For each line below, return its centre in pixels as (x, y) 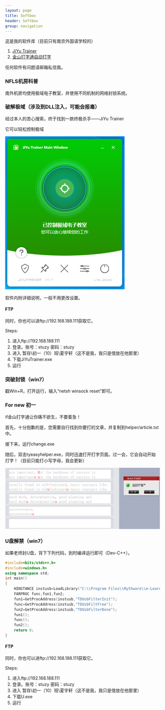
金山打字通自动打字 (32, 57)
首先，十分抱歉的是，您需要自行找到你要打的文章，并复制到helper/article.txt (82, 427)
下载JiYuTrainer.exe (32, 359)
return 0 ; (24, 630)
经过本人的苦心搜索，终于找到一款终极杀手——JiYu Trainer (65, 119)
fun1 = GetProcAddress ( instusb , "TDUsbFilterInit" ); (66, 599)
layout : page (18, 10)
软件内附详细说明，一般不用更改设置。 (44, 297)
